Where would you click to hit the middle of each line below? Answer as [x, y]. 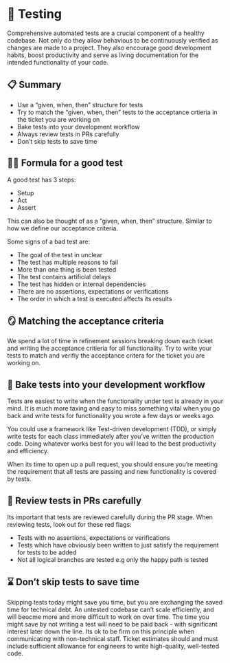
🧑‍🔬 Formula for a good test [65, 163]
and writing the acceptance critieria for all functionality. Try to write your [110, 348]
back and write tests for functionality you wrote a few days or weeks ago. [111, 416]
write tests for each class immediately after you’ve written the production [111, 437]
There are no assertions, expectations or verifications [93, 291]
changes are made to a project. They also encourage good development [109, 47]
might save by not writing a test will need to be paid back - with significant [112, 624]
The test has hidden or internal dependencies [81, 284]
